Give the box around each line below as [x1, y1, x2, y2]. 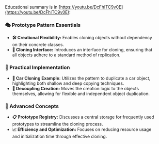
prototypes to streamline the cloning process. [12, 121, 103, 127]
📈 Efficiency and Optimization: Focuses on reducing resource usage [12, 126, 152, 132]
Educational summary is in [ [5, 4, 61, 10]
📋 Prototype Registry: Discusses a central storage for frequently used [12, 114, 154, 120]
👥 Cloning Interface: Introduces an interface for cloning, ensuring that [12, 47, 153, 53]
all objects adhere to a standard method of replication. [12, 52, 121, 58]
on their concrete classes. [12, 42, 64, 48]
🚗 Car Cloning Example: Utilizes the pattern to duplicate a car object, [12, 75, 151, 81]
